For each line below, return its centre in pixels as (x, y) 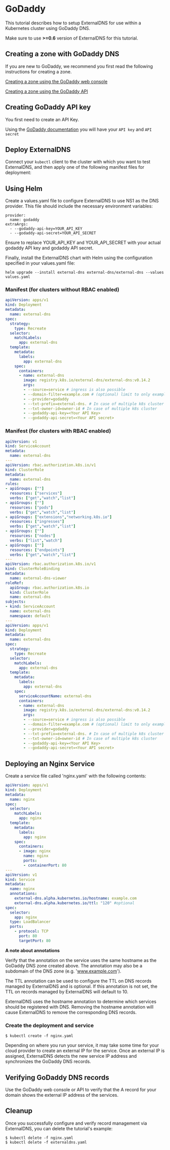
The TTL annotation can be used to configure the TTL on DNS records (78, 981)
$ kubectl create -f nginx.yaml (39, 1036)
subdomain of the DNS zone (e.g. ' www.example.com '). (63, 971)
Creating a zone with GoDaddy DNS (62, 54)
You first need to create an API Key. (42, 119)
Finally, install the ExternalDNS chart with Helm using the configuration (79, 258)
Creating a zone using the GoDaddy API (47, 91)
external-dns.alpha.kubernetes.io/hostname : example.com (76, 899)
